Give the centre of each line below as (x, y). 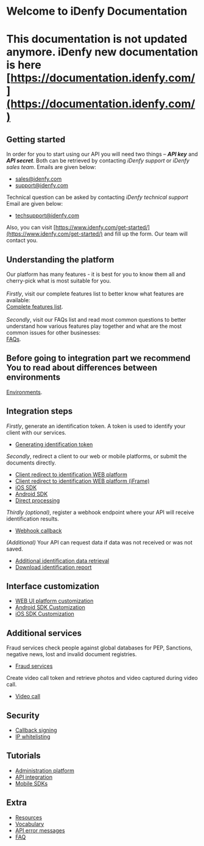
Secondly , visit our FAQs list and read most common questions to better (96, 320)
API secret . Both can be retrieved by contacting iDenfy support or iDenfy (98, 161)
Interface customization (53, 586)
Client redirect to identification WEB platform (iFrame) (83, 481)
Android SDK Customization (50, 607)
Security (23, 715)
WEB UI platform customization (54, 601)
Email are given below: (34, 204)
